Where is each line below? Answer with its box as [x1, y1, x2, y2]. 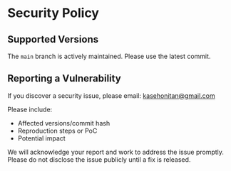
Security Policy [7, 5, 100, 21]
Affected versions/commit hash [17, 118, 111, 127]
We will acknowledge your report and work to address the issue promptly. [7, 148, 225, 156]
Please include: [7, 105, 53, 114]
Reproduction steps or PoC [17, 126, 98, 135]
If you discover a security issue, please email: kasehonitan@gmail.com [7, 91, 215, 100]
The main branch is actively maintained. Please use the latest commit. [7, 52, 211, 60]
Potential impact [17, 133, 66, 143]
